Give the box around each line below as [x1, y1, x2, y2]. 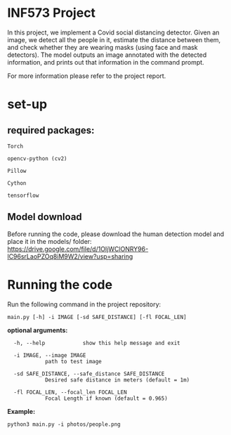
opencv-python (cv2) [7, 155, 68, 162]
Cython [7, 179, 27, 187]
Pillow [7, 167, 27, 174]
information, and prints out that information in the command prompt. [7, 58, 205, 66]
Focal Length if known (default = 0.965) [44, 395, 169, 402]
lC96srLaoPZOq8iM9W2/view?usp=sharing [7, 252, 133, 261]
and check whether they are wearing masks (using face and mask [7, 43, 198, 51]
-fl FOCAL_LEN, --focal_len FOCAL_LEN [13, 389, 128, 396]
